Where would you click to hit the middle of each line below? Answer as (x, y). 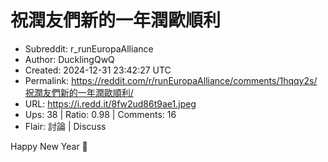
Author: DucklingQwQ (69, 59)
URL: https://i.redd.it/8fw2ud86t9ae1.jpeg (110, 103)
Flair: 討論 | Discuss (65, 126)
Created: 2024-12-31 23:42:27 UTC (98, 70)
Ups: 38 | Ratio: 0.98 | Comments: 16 (100, 114)
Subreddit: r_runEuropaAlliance (89, 48)
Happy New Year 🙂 (49, 146)
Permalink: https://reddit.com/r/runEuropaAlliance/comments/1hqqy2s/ (171, 80)
